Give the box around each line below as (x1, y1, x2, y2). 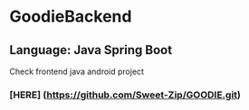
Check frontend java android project (9, 66, 145, 77)
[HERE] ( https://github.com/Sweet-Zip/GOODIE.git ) (9, 88, 242, 101)
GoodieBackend (9, 6, 132, 27)
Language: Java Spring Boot (9, 42, 173, 58)
